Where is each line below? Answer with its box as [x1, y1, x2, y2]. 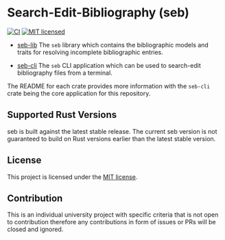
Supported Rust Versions [7, 109, 117, 121]
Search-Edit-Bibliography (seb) [7, 5, 190, 21]
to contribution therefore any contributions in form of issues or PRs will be [7, 218, 216, 226]
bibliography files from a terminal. [16, 69, 113, 77]
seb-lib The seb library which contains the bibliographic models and [16, 40, 209, 49]
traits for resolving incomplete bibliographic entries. [16, 48, 163, 56]
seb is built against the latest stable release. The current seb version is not [7, 127, 217, 135]
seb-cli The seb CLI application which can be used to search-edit [16, 61, 201, 69]
